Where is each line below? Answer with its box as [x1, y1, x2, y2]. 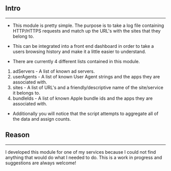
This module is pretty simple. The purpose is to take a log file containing [12, 22, 164, 28]
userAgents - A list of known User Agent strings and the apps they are [12, 73, 160, 79]
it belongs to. [12, 90, 41, 96]
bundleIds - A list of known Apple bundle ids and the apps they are [12, 95, 153, 101]
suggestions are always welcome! [5, 160, 76, 166]
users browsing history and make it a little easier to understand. [12, 48, 146, 54]
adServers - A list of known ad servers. [12, 68, 95, 74]
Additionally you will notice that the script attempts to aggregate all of [12, 110, 159, 117]
